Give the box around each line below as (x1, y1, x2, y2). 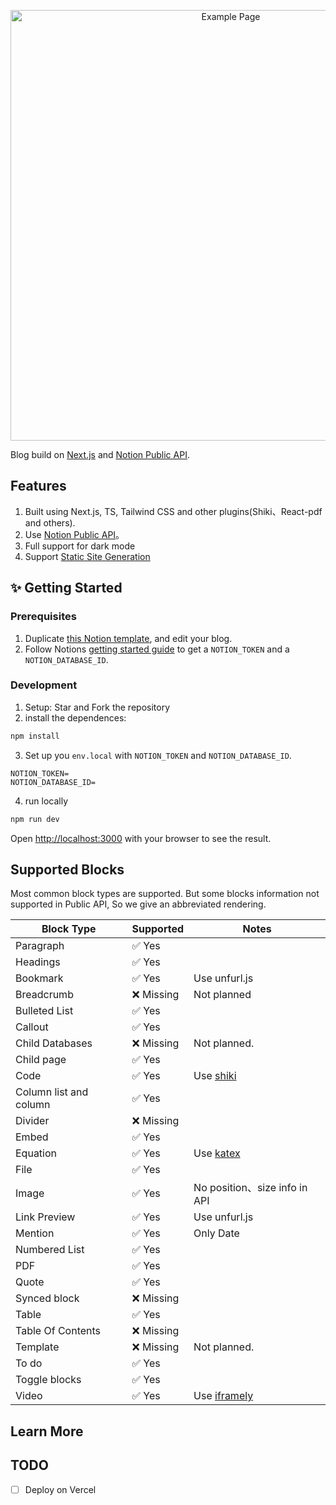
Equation (15, 1146, 58, 1160)
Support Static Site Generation (24, 550, 151, 562)
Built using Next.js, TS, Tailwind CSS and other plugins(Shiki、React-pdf (24, 505, 323, 517)
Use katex (193, 1146, 241, 1160)
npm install (10, 731, 60, 741)
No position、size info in (193, 1181, 308, 1195)
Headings (15, 955, 61, 969)
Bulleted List (15, 1004, 74, 1018)
